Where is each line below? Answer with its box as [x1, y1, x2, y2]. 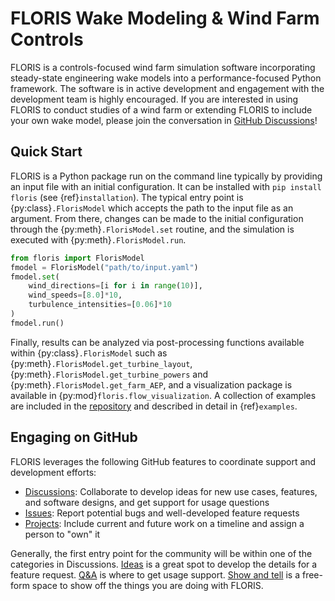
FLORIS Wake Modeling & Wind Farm [10, 7, 320, 30]
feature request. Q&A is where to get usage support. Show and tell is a [10, 568, 301, 581]
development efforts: [10, 466, 97, 478]
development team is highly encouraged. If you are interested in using [10, 93, 299, 105]
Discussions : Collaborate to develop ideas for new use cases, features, [24, 485, 318, 497]
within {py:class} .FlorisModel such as [10, 347, 168, 359]
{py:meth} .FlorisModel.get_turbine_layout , [10, 357, 193, 369]
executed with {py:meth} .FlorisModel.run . [10, 233, 187, 246]
